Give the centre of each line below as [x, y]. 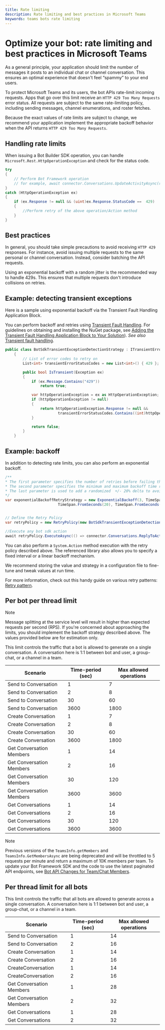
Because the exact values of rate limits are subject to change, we [71, 118]
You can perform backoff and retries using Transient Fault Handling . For [78, 325]
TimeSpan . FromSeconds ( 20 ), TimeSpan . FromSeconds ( [110, 505]
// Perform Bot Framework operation [52, 179]
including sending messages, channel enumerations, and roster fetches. [78, 108]
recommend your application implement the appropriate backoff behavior [79, 123]
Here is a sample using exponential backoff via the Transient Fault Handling [82, 310]
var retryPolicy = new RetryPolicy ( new [46, 522]
